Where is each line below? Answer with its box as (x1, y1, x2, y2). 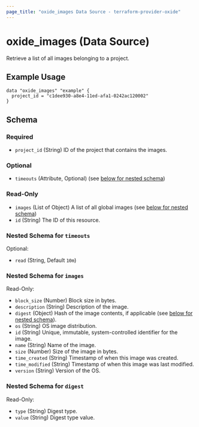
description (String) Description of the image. (14, 303, 129, 310)
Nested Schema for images (6, 271, 84, 280)
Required (6, 133, 34, 141)
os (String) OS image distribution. (14, 323, 97, 330)
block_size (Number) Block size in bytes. (14, 297, 117, 304)
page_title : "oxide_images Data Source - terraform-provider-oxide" (6, 8, 181, 15)
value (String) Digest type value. (14, 414, 95, 421)
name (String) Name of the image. (14, 342, 97, 349)
